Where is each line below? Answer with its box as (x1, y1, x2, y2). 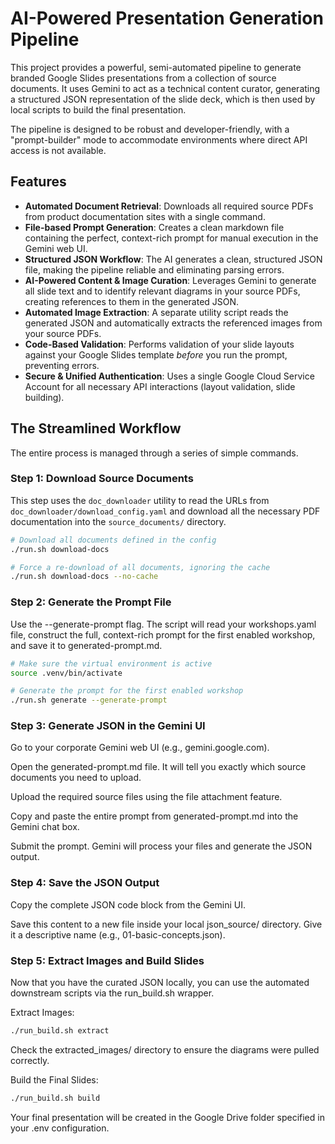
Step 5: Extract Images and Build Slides (10, 953, 205, 967)
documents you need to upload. (10, 772, 142, 784)
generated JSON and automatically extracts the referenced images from (24, 317, 323, 329)
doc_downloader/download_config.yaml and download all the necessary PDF (10, 505, 321, 517)
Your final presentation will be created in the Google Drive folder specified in (10, 1111, 325, 1123)
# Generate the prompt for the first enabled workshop (10, 686, 244, 696)
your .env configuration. (10, 1122, 110, 1134)
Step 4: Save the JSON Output (10, 876, 160, 890)
